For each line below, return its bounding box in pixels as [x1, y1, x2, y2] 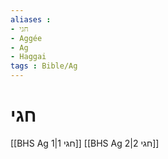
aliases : [10, 14, 52, 25]
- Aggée [10, 33, 43, 43]
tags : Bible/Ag [10, 61, 78, 71]
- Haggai [10, 52, 47, 62]
